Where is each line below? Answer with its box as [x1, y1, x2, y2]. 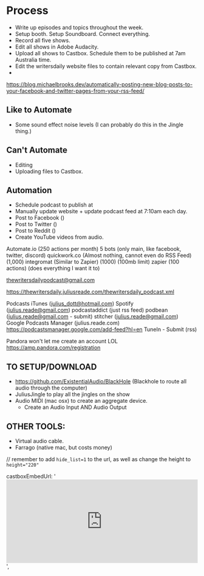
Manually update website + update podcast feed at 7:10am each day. [15, 208, 188, 215]
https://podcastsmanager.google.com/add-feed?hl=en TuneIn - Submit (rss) [6, 326, 197, 333]
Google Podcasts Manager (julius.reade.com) [6, 320, 120, 327]
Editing [15, 161, 33, 168]
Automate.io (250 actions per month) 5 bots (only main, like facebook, [6, 245, 182, 253]
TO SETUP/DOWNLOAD [6, 362, 97, 372]
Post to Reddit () [15, 227, 56, 235]
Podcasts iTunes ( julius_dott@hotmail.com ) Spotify [6, 300, 134, 307]
